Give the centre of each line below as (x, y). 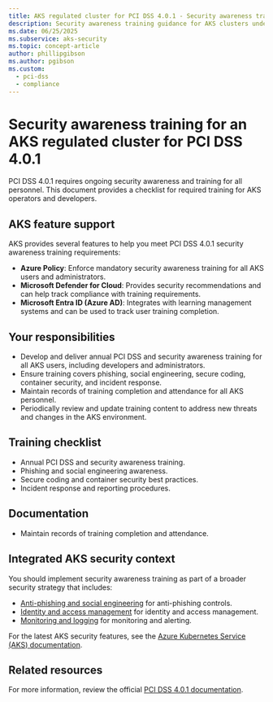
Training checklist (55, 443)
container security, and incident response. (91, 382)
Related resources (56, 670)
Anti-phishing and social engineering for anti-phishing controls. (126, 603)
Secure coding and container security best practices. (109, 479)
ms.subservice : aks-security (58, 39)
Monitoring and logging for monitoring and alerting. (106, 620)
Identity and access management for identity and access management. (139, 612)
